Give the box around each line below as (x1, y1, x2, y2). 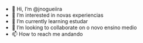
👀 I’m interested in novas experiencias (11, 12, 104, 19)
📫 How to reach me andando (11, 31, 83, 37)
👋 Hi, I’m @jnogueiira (11, 6, 63, 12)
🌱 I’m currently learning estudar (11, 18, 88, 24)
